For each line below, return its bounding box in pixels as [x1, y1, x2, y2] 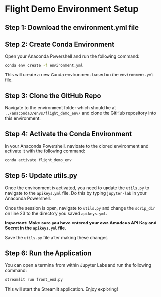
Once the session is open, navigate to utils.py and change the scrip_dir [5, 205, 155, 211]
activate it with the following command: [5, 148, 85, 154]
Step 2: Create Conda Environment [5, 40, 115, 48]
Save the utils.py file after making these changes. [5, 234, 109, 240]
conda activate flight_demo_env [5, 157, 72, 162]
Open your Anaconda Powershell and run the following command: [5, 53, 140, 59]
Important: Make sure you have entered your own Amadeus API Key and [5, 220, 157, 225]
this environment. [5, 115, 41, 121]
